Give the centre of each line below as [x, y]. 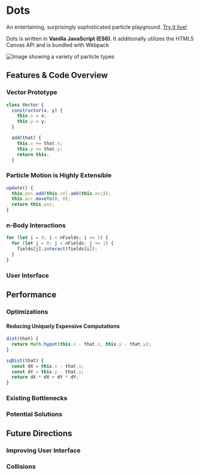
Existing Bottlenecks [37, 398]
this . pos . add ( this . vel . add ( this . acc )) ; [61, 193]
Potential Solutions [34, 414]
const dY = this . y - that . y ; [48, 372]
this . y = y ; [32, 121]
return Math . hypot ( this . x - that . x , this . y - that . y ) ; [81, 345]
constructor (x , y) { [37, 110]
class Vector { [25, 105]
